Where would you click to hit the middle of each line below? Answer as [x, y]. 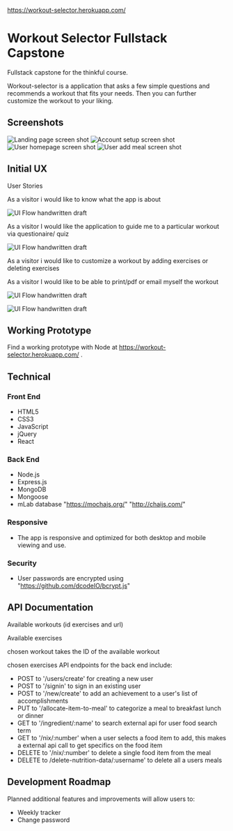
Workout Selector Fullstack [87, 38]
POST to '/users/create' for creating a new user [85, 678]
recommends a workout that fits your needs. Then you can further [102, 93]
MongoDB [32, 489]
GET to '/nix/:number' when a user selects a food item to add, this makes [122, 738]
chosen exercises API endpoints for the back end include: [90, 665]
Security [22, 563]
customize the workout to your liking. [60, 100]
